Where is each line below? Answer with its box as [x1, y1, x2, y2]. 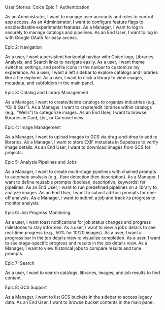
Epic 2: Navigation [5, 44, 42, 50]
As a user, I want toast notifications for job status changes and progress [5, 219, 151, 225]
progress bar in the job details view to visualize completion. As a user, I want [5, 235, 161, 241]
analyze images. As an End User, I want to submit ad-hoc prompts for [5, 190, 146, 195]
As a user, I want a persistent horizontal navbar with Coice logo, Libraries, [5, 54, 155, 60]
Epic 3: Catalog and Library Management [5, 90, 89, 95]
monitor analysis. [5, 200, 40, 206]
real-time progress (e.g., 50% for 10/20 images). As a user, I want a [5, 230, 142, 236]
